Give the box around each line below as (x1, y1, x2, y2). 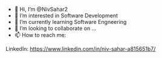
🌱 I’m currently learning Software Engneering (14, 19, 127, 25)
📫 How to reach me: (14, 32, 66, 38)
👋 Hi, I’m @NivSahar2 (14, 6, 68, 13)
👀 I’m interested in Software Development (14, 12, 118, 19)
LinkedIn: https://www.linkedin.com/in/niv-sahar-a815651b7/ (5, 45, 156, 52)
